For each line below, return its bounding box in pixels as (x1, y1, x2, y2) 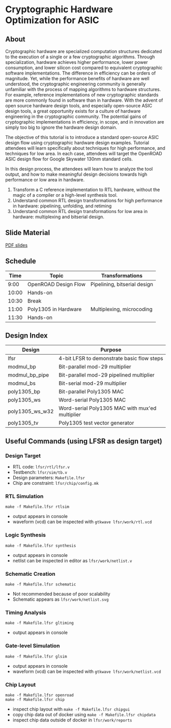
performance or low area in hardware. (5, 177, 85, 182)
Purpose (100, 346, 122, 354)
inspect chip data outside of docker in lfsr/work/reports (12, 717, 132, 723)
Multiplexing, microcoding (90, 306, 153, 313)
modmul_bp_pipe (8, 371, 49, 379)
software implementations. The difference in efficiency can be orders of (5, 70, 156, 76)
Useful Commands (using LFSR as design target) (5, 437, 163, 445)
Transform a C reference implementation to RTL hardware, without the (12, 186, 160, 193)
